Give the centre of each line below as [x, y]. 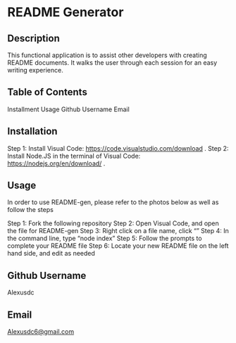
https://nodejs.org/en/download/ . [56, 163]
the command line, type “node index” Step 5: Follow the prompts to [105, 238]
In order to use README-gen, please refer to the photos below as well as [113, 202]
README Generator [66, 12]
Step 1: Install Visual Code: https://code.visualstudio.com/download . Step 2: [118, 148]
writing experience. [35, 70]
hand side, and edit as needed [51, 254]
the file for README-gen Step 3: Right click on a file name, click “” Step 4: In [118, 231]
